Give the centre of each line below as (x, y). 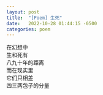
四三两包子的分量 (28, 86)
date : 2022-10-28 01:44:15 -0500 (52, 23)
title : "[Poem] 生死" (34, 18)
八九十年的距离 (25, 63)
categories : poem (29, 29)
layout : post (23, 12)
